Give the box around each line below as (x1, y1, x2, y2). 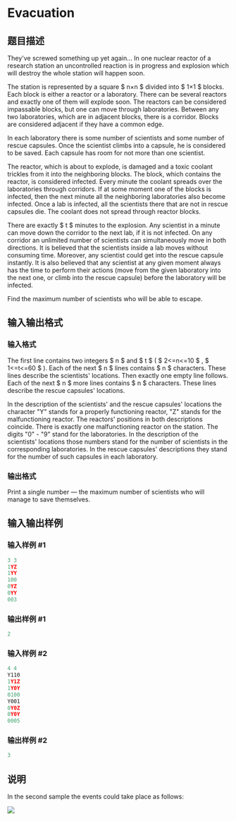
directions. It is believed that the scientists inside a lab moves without (7, 243, 209, 252)
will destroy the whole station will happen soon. (7, 69, 145, 77)
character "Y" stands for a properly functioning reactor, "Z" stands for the (7, 407, 222, 415)
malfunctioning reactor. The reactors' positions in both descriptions (7, 415, 203, 423)
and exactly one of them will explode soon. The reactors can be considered (7, 97, 227, 106)
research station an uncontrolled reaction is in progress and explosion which (7, 61, 230, 70)
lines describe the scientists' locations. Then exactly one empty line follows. (7, 371, 228, 379)
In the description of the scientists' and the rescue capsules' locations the (7, 400, 222, 408)
